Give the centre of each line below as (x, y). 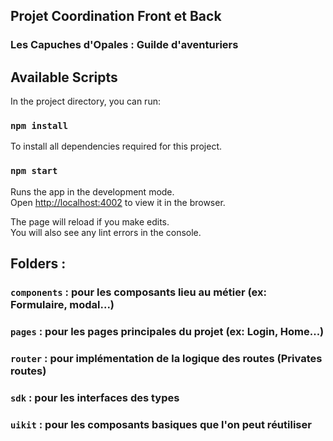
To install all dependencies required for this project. (116, 146)
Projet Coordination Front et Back (116, 16)
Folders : (38, 264)
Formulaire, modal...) (62, 305)
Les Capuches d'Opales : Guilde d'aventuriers (124, 45)
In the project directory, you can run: (85, 101)
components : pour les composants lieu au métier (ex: (138, 292)
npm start (34, 171)
